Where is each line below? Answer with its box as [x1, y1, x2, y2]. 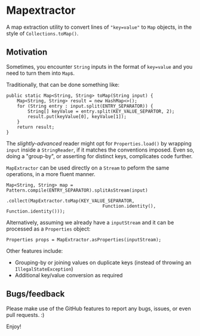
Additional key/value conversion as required [14, 271, 123, 279]
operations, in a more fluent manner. [6, 170, 96, 177]
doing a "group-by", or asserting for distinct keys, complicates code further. [6, 152, 193, 159]
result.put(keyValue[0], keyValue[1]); [27, 113, 127, 120]
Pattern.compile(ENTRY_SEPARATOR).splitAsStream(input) [6, 187, 148, 193]
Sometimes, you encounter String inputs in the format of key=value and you [6, 63, 193, 70]
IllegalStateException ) [14, 265, 73, 273]
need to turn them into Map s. [6, 69, 75, 77]
